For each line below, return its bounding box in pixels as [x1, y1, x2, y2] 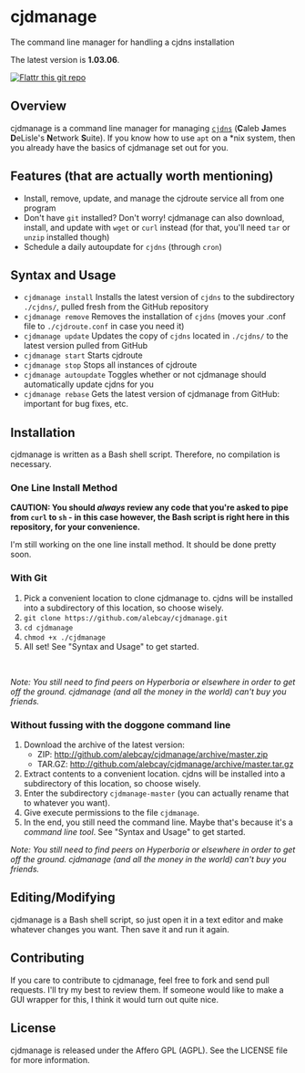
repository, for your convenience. [10, 522, 140, 533]
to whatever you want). [23, 797, 110, 808]
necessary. [10, 459, 53, 470]
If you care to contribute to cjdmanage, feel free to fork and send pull [10, 974, 269, 985]
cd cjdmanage [23, 623, 74, 632]
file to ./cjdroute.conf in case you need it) [23, 321, 185, 332]
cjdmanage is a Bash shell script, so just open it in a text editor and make [10, 914, 284, 925]
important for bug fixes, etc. [23, 399, 129, 410]
